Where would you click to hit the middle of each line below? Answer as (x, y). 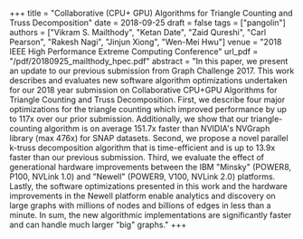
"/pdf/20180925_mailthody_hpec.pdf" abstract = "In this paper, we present (149, 61)
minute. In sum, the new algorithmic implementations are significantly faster (151, 215)
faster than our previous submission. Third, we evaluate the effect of (137, 157)
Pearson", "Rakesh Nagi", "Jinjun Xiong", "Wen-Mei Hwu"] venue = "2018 (146, 42)
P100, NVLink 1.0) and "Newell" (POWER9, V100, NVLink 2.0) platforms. (142, 177)
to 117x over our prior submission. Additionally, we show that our (129, 119)
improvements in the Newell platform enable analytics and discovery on (142, 196)
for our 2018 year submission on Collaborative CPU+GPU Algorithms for (143, 90)
